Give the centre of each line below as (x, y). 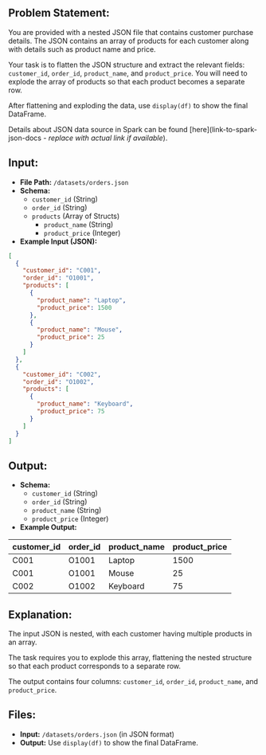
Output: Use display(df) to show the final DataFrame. (109, 742)
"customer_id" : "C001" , (62, 271)
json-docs (25, 138)
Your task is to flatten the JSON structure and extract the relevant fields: (127, 65)
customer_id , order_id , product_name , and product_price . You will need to (128, 73)
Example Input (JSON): (59, 241)
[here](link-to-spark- (223, 129)
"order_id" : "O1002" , (58, 381)
